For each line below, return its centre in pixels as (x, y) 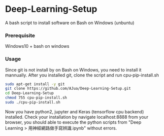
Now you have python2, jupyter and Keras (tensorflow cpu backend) (75, 111)
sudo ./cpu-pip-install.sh (33, 102)
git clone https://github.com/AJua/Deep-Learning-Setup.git (68, 89)
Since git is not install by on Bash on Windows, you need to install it (73, 69)
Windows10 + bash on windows (37, 46)
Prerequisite (20, 35)
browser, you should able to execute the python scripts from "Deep (73, 122)
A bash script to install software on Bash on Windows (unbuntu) (70, 23)
